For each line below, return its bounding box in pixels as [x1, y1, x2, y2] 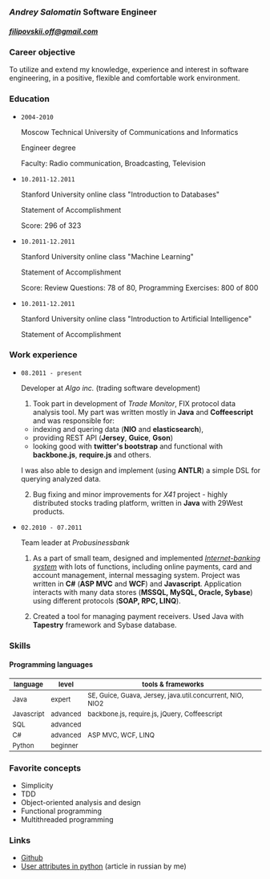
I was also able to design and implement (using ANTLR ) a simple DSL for [20, 465, 261, 475]
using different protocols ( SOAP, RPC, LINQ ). [32, 596, 181, 605]
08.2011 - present [20, 368, 83, 377]
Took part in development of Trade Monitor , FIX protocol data [32, 398, 236, 408]
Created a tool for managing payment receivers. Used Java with [32, 611, 244, 621]
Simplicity [20, 781, 54, 791]
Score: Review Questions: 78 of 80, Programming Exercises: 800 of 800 [20, 283, 259, 292]
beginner [50, 741, 79, 750]
